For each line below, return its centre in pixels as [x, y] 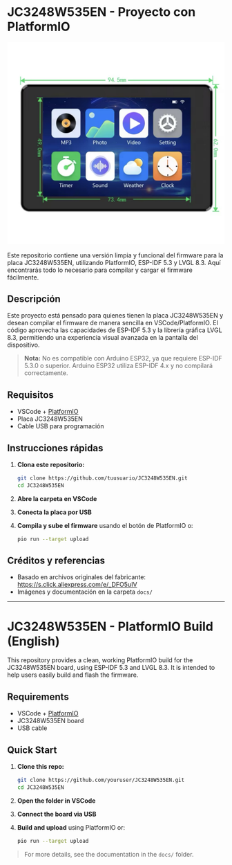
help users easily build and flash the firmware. [73, 675]
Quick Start [32, 750]
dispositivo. [23, 345]
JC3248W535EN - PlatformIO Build [110, 626]
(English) [33, 641]
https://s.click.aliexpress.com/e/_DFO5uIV [77, 585]
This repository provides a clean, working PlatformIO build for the [100, 660]
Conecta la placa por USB [54, 512]
